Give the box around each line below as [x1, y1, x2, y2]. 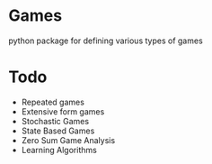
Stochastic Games [21, 115, 90, 126]
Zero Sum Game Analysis [21, 134, 116, 145]
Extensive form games [21, 105, 105, 117]
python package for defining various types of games [8, 35, 203, 46]
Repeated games [21, 96, 84, 107]
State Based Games [21, 125, 95, 136]
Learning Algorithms [21, 144, 98, 155]
